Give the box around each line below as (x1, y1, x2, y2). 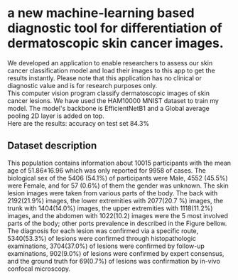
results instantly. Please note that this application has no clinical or (7, 73, 202, 82)
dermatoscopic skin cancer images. (7, 36, 224, 51)
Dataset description (7, 140, 97, 152)
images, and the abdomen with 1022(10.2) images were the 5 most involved (7, 211, 229, 220)
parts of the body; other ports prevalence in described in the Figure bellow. (7, 219, 227, 227)
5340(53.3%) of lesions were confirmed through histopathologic (7, 234, 197, 242)
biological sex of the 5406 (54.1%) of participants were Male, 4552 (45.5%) (7, 173, 229, 182)
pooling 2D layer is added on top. (7, 112, 104, 120)
